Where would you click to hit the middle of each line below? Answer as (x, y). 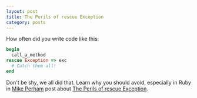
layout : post (22, 11)
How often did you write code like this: (53, 39)
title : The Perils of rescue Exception (55, 17)
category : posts (26, 22)
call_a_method (29, 55)
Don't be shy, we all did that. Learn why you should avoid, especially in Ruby (98, 82)
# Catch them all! (34, 66)
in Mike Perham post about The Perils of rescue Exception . (77, 89)
